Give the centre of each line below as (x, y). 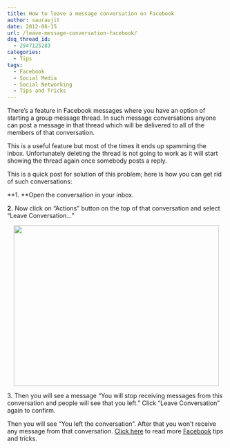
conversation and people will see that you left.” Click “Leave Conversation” (113, 403)
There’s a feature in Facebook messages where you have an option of (106, 111)
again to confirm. (31, 411)
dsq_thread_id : (29, 39)
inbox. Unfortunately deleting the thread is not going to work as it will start (113, 154)
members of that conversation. (51, 133)
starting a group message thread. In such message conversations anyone (112, 118)
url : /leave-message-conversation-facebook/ (72, 33)
